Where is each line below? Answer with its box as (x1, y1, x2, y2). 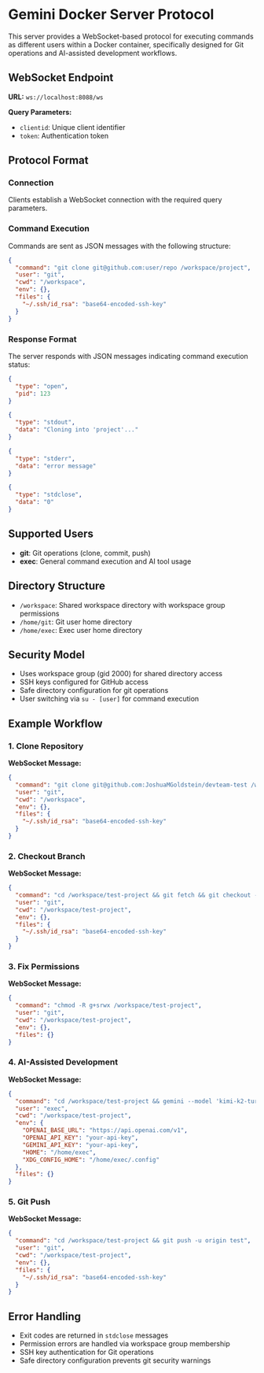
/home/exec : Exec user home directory (19, 625, 143, 635)
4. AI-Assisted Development (8, 1057, 119, 1068)
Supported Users (8, 527, 94, 541)
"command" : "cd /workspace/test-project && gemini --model (15, 1097, 213, 1105)
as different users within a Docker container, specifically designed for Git (8, 39, 244, 49)
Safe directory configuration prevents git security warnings (19, 1356, 211, 1365)
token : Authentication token (19, 131, 108, 140)
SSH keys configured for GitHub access (19, 677, 149, 686)
